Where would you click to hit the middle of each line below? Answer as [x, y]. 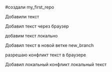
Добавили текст [22, 17]
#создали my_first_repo [30, 7]
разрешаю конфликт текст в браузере [46, 55]
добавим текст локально [32, 36]
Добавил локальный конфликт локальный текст [56, 64]
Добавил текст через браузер [37, 26]
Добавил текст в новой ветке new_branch [50, 45]
